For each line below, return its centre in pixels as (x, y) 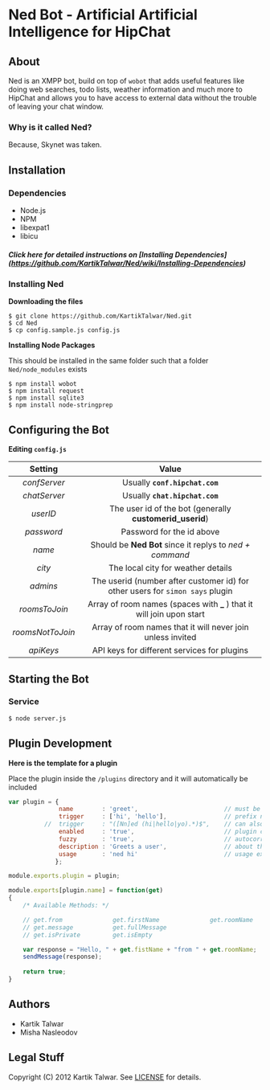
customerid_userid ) (170, 518)
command (171, 555)
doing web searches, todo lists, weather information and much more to (125, 89)
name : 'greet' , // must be (160, 809)
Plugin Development (60, 744)
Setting (44, 469)
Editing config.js (37, 449)
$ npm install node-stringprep (61, 405)
